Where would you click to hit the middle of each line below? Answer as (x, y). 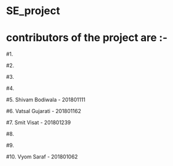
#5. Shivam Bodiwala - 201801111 (46, 100)
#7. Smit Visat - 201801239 (39, 122)
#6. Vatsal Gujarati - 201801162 (44, 111)
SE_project (33, 11)
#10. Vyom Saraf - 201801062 (42, 157)
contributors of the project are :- (87, 38)
